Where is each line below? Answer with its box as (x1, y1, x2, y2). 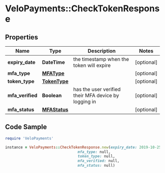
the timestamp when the (73, 56, 129, 62)
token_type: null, (78, 154, 115, 159)
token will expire (73, 62, 111, 69)
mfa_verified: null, (78, 158, 120, 164)
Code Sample (5, 123, 47, 131)
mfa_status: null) (78, 163, 115, 168)
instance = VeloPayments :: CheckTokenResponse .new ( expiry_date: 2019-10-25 (5, 144, 162, 150)
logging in (73, 98, 96, 105)
